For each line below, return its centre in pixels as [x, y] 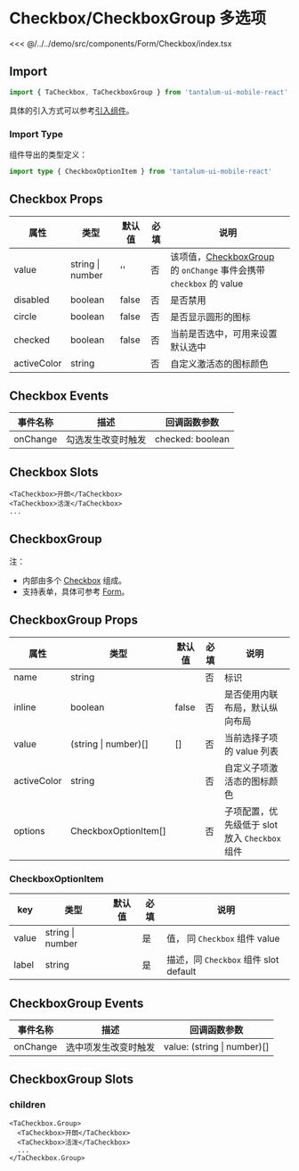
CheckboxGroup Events [77, 1003]
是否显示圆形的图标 [210, 317]
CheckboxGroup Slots [72, 1080]
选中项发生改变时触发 [110, 1047]
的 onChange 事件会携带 [218, 270]
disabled [32, 300]
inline [25, 707]
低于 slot [260, 824]
